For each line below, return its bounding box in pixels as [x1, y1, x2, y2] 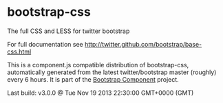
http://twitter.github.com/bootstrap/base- [85, 40, 202, 48]
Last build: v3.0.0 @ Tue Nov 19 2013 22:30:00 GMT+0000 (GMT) [7, 89, 194, 97]
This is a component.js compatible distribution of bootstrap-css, [7, 60, 189, 69]
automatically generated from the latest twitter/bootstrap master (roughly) [7, 68, 217, 76]
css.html [7, 47, 32, 56]
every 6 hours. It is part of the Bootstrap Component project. [7, 75, 179, 83]
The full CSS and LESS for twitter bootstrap [7, 27, 130, 35]
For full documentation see [7, 40, 84, 48]
